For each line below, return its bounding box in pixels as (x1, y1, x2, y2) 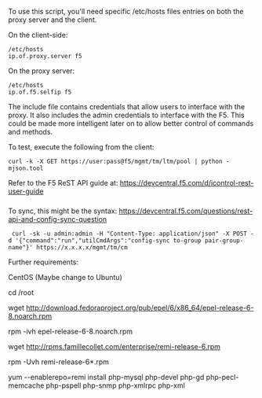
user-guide (8, 186, 44, 196)
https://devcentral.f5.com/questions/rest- (118, 206, 253, 216)
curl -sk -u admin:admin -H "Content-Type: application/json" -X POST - (11, 230, 255, 238)
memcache (8, 381, 45, 390)
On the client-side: (8, 31, 68, 39)
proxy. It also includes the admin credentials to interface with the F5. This (8, 110, 245, 120)
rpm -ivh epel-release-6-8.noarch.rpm (8, 326, 133, 336)
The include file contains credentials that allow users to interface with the (8, 102, 246, 111)
